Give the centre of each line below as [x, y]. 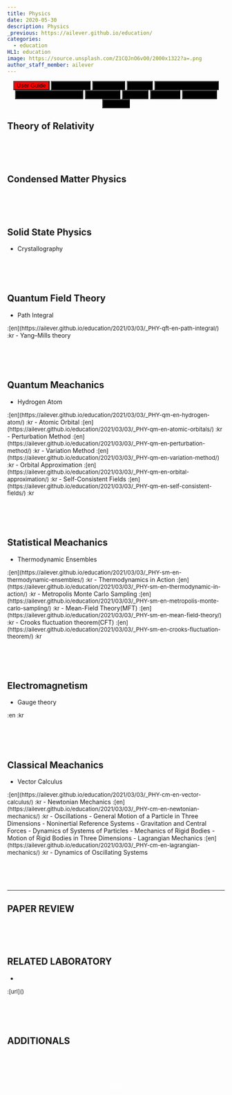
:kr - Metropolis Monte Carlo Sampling [83, 594]
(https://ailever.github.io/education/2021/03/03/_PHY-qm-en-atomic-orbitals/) [110, 429]
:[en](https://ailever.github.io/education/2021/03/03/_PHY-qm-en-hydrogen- [109, 415]
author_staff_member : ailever [51, 65]
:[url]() [16, 991]
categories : [24, 39]
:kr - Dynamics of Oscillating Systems [95, 853]
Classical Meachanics [56, 765]
